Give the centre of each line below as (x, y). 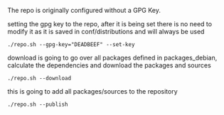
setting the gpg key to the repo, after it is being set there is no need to (110, 24)
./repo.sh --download (39, 78)
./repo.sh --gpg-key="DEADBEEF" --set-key (71, 45)
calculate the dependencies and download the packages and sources (109, 65)
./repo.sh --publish (38, 104)
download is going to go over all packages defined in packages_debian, (112, 57)
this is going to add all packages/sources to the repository (92, 91)
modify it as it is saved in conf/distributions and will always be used (106, 32)
